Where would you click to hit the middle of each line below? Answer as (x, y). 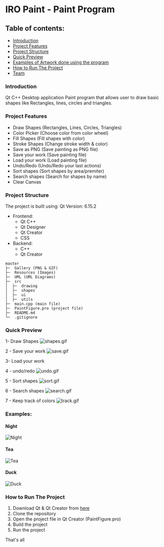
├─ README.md (20, 313)
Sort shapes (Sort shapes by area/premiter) (58, 171)
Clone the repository (34, 514)
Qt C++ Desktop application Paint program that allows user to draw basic (82, 98)
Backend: (23, 243)
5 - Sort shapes (22, 381)
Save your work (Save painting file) (50, 155)
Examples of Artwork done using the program (61, 62)
